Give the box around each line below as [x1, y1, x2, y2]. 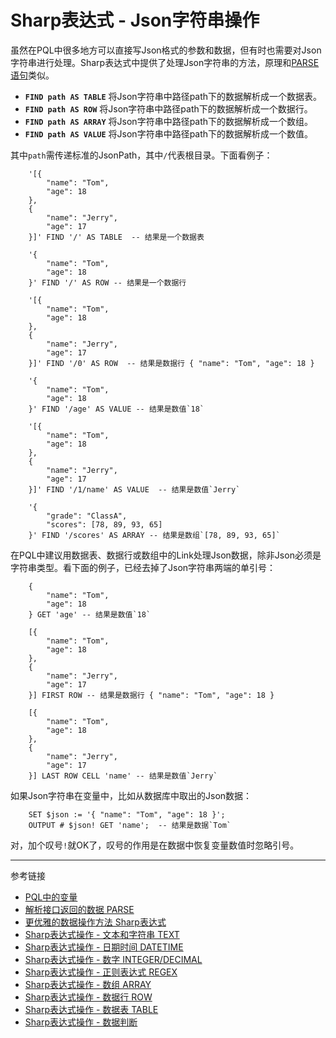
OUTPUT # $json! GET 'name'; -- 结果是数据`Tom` [28, 820, 232, 830]
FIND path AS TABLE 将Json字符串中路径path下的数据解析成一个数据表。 [24, 90, 323, 102]
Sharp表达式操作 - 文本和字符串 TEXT [24, 928, 180, 940]
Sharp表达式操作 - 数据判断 [24, 1016, 138, 1028]
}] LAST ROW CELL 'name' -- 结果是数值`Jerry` [28, 771, 218, 781]
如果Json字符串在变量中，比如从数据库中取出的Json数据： [10, 789, 253, 801]
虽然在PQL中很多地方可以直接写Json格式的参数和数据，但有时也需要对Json [10, 44, 322, 56]
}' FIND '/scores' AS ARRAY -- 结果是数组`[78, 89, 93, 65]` [28, 530, 281, 540]
